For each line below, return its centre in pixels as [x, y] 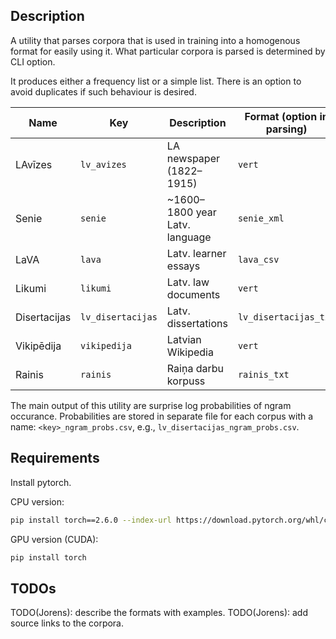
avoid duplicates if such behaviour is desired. [103, 91]
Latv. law [188, 282]
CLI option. [33, 61]
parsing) [286, 129]
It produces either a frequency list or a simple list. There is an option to [156, 81]
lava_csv [258, 259]
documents [193, 294]
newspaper [193, 158]
